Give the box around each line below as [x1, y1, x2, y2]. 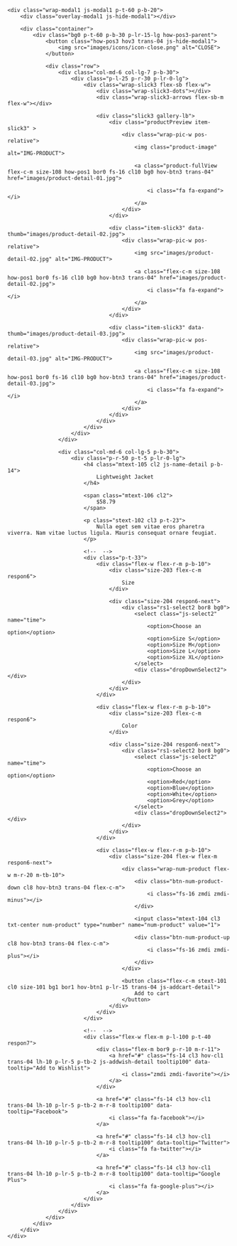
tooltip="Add [7, 1065, 46, 1072]
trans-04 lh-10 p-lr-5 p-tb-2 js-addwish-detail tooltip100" [7, 1058, 192, 1065]
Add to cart [134, 990, 170, 997]
